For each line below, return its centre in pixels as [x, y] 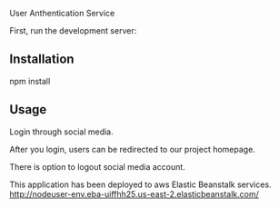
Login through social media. [61, 132]
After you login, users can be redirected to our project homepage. [133, 149]
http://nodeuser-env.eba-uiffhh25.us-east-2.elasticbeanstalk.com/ [134, 193]
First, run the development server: [73, 30]
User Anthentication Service [62, 13]
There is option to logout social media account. [98, 166]
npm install [30, 81]
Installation [42, 59]
